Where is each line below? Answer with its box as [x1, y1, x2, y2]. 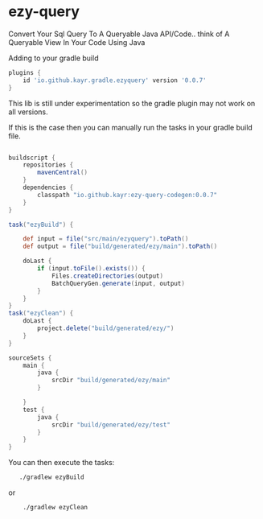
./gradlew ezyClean [23, 504, 88, 512]
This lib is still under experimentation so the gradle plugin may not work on [8, 98, 256, 108]
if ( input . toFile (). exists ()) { [37, 265, 146, 273]
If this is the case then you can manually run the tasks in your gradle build [8, 122, 253, 132]
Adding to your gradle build [8, 53, 99, 63]
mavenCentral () [37, 168, 88, 177]
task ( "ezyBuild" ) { [8, 220, 74, 229]
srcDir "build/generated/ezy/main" [51, 377, 171, 385]
